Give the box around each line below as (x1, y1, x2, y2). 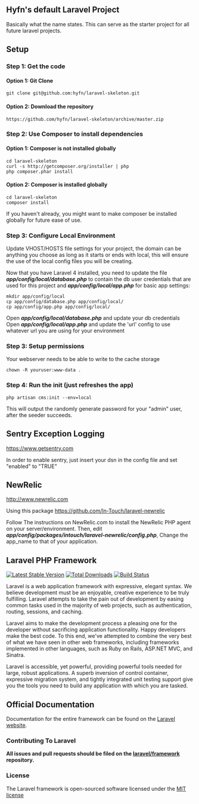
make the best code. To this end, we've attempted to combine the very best (6, 632, 192, 640)
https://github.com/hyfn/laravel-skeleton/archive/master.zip (6, 116, 164, 122)
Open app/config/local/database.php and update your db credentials (6, 314, 180, 322)
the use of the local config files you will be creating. (6, 258, 133, 265)
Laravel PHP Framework (6, 555, 97, 565)
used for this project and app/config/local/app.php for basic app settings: (6, 282, 191, 289)
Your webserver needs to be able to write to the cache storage (6, 356, 160, 363)
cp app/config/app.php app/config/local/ (6, 304, 111, 310)
